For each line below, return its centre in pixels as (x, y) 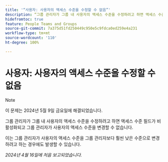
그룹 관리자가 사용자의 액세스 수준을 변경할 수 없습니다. (80, 127)
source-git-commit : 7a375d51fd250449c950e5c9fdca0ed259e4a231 (71, 29)
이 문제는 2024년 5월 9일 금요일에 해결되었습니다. (54, 110)
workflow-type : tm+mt (28, 33)
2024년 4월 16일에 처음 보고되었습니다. (44, 155)
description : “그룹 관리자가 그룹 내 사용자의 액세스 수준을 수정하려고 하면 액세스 (80, 15)
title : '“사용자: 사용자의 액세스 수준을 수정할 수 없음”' (58, 10)
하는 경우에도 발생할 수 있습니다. (50, 144)
